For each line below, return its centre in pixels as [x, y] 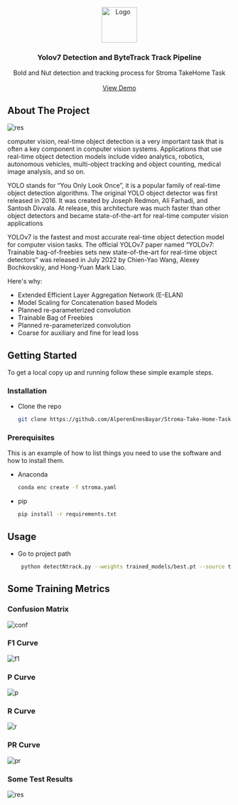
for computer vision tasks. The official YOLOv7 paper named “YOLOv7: [111, 245]
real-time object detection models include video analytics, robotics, [106, 157]
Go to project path [44, 554]
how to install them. [36, 461]
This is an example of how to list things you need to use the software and [114, 453]
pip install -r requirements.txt [67, 514]
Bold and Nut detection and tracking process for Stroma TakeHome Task [119, 73]
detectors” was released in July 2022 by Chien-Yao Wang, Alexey [104, 260]
